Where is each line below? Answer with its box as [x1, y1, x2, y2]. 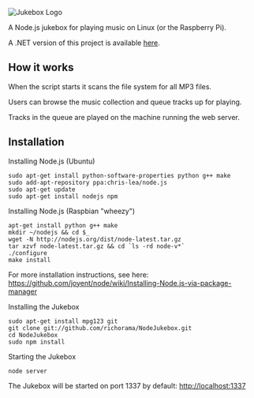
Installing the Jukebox [8, 302, 80, 311]
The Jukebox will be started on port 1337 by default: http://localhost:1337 [8, 381, 246, 390]
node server [8, 367, 47, 375]
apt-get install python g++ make [8, 221, 118, 229]
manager [8, 287, 38, 296]
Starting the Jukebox [8, 351, 77, 361]
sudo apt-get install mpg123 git [8, 317, 118, 325]
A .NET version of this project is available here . [8, 38, 160, 47]
